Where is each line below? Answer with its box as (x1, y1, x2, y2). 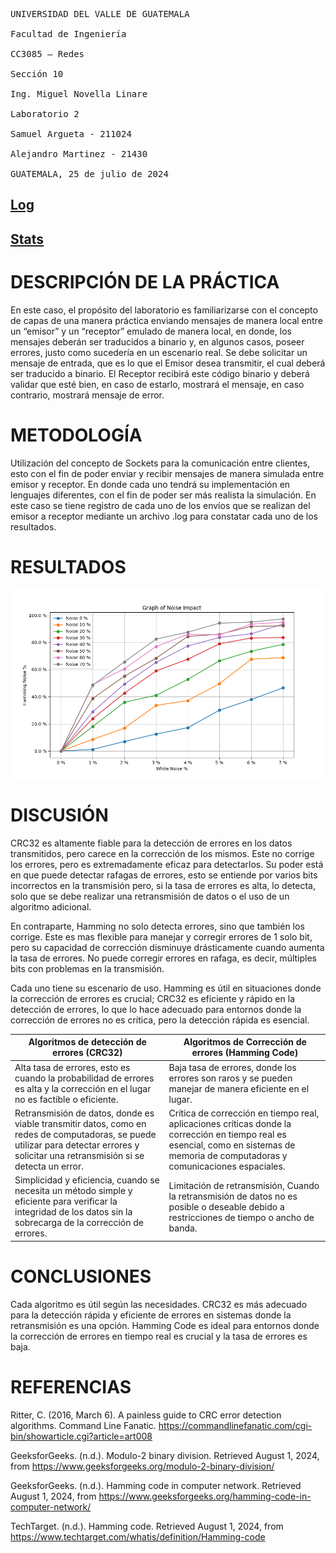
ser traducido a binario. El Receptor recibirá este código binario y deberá (10, 367, 310, 379)
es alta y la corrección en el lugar (14, 1082, 152, 1094)
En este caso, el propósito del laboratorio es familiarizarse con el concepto (10, 304, 318, 316)
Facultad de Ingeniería (10, 29, 127, 39)
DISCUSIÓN (10, 804, 109, 827)
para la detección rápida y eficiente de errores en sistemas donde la (10, 1309, 292, 1321)
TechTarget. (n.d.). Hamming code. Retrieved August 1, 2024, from (10, 1520, 284, 1532)
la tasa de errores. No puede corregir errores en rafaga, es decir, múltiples (10, 952, 317, 964)
